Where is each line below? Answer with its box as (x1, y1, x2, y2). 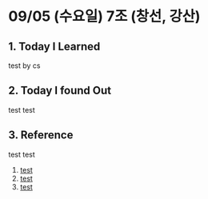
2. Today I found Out (8, 84, 112, 98)
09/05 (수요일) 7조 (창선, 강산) (8, 7, 201, 26)
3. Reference (8, 129, 74, 142)
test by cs (8, 61, 42, 70)
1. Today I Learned (8, 39, 101, 53)
